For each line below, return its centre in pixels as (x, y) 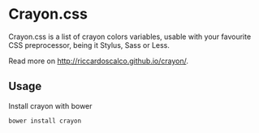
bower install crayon (45, 121)
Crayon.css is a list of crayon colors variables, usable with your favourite (130, 36)
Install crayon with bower (50, 105)
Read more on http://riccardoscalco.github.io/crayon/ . (99, 61)
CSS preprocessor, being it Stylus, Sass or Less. (89, 45)
